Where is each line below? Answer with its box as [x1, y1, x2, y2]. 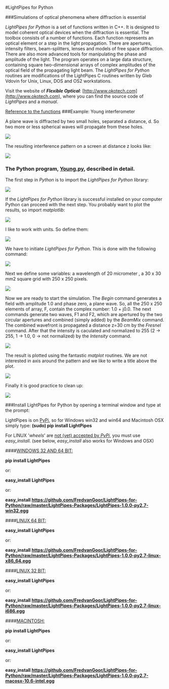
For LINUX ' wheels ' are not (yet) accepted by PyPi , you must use [5, 432, 141, 439]
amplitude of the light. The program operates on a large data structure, [5, 56, 153, 62]
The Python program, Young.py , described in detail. [5, 165, 135, 172]
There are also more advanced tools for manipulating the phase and [5, 51, 147, 57]
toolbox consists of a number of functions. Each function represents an [5, 35, 154, 41]
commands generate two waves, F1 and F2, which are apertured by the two [5, 311, 163, 318]
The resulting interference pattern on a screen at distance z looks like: [5, 143, 152, 149]
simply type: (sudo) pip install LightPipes [5, 423, 92, 429]
